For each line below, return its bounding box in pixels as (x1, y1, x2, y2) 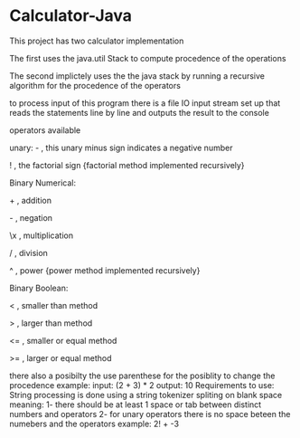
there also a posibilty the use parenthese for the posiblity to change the (9, 370, 276, 381)
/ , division (9, 247, 48, 258)
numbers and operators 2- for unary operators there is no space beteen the (9, 408, 291, 419)
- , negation (9, 212, 52, 223)
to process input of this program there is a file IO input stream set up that (9, 97, 281, 109)
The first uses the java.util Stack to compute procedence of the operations (9, 52, 286, 63)
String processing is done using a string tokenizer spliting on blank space (9, 389, 283, 400)
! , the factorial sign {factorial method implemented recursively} (9, 159, 246, 170)
